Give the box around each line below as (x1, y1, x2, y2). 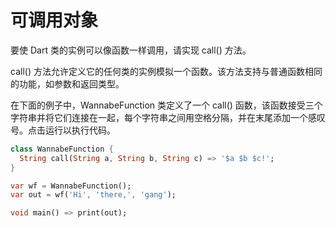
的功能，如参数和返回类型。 (10, 77, 125, 90)
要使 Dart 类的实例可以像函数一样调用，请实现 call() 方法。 (10, 44, 252, 56)
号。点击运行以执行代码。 (10, 124, 116, 136)
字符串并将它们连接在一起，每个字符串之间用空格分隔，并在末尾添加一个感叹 (10, 111, 326, 123)
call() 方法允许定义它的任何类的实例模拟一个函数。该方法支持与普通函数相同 (10, 65, 323, 77)
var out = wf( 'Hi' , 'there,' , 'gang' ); (10, 190, 177, 200)
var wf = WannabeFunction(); (10, 181, 132, 191)
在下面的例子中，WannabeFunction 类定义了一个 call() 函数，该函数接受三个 (10, 99, 323, 111)
